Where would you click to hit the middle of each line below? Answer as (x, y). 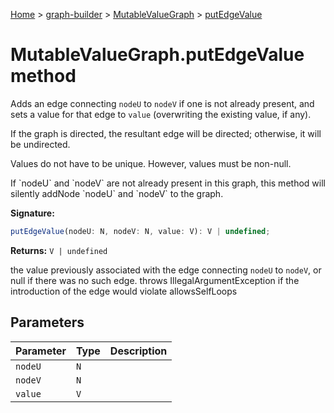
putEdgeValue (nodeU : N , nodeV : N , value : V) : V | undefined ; (140, 231)
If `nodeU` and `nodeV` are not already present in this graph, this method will (168, 183)
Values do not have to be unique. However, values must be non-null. (151, 163)
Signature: (32, 213)
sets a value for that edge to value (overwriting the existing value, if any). (161, 114)
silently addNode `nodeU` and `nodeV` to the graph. (117, 193)
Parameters (47, 322)
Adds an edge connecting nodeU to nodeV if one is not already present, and (162, 103)
